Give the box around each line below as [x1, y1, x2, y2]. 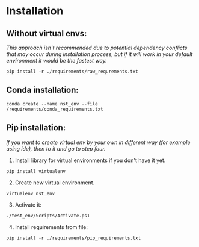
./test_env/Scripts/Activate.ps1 [6, 213, 90, 219]
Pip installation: [6, 122, 66, 133]
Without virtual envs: [6, 28, 87, 39]
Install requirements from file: [14, 223, 88, 230]
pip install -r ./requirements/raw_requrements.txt [6, 69, 138, 75]
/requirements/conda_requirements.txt [6, 106, 103, 112]
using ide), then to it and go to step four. [6, 145, 106, 152]
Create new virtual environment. [14, 179, 95, 186]
